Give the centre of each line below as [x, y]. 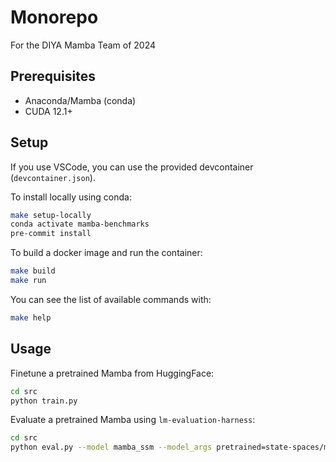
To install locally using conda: [71, 197]
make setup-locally [51, 215]
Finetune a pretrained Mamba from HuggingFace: [112, 373]
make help [31, 317]
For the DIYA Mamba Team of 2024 [83, 45]
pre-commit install [51, 234]
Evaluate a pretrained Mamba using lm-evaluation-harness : [133, 420]
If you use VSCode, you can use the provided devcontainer [132, 167]
